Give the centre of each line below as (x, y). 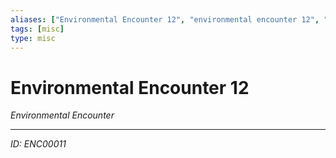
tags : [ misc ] (37, 29)
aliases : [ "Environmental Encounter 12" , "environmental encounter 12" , (165, 19)
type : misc (33, 38)
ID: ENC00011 (38, 144)
